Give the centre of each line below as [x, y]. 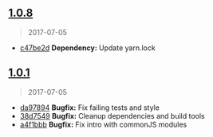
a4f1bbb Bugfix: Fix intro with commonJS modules [103, 124]
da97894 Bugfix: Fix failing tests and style [89, 108]
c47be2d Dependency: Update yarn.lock [87, 48]
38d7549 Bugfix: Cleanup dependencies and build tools [112, 115]
